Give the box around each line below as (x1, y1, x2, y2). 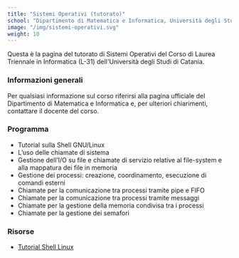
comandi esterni (17, 178, 65, 187)
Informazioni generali (7, 76, 83, 86)
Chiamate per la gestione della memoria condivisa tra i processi (17, 201, 204, 210)
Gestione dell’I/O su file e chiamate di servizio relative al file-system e (17, 155, 223, 164)
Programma (7, 124, 49, 134)
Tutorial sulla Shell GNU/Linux (17, 140, 105, 149)
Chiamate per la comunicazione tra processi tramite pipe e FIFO (17, 186, 205, 195)
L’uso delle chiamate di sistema (17, 148, 110, 157)
